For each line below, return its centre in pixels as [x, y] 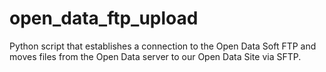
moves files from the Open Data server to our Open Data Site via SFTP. [155, 56]
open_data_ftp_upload [104, 18]
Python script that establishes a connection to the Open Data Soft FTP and [163, 46]
